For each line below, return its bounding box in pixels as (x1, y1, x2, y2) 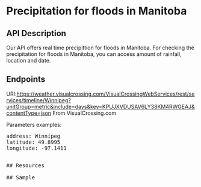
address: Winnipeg (6, 132, 61, 139)
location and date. (6, 57, 51, 64)
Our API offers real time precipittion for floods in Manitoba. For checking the (6, 44, 194, 51)
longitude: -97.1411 (6, 144, 67, 152)
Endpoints (6, 74, 46, 85)
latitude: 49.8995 (6, 138, 61, 146)
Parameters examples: (6, 121, 62, 128)
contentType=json (6, 109, 52, 117)
